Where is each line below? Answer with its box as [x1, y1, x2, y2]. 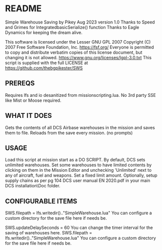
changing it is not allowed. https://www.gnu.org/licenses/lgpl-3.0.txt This [5, 54, 152, 60]
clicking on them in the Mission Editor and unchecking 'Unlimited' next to [5, 167, 152, 173]
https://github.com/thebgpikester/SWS [5, 65, 83, 71]
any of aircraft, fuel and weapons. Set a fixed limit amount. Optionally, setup [5, 172, 158, 179]
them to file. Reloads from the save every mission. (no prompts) [5, 130, 133, 136]
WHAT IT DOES [5, 112, 52, 120]
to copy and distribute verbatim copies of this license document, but [5, 49, 142, 55]
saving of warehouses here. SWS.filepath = [5, 230, 93, 236]
